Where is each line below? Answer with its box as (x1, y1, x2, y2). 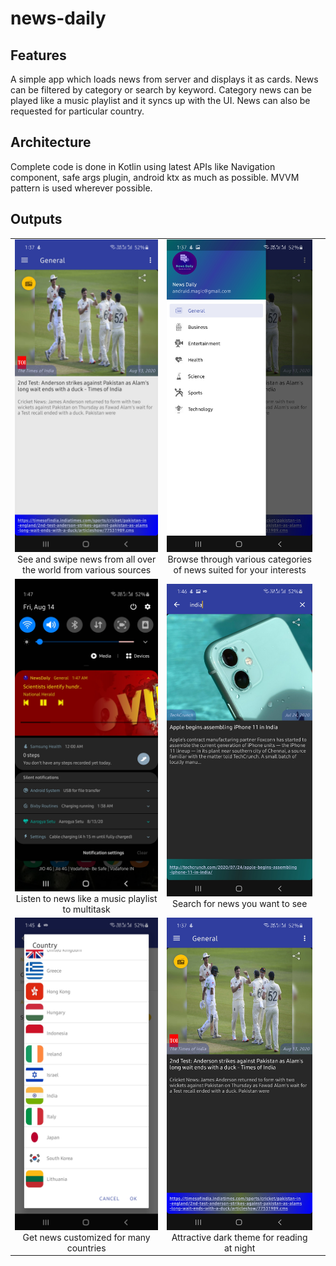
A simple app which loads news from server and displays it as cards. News (10, 73, 319, 85)
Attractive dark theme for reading (171, 1231, 308, 1243)
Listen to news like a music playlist (15, 892, 158, 904)
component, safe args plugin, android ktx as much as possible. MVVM (10, 171, 300, 183)
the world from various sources (22, 564, 152, 576)
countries (66, 1242, 107, 1254)
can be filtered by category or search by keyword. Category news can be (10, 84, 313, 96)
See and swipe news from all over (17, 553, 157, 566)
